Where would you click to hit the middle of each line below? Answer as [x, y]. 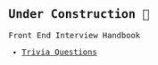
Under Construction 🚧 [79, 14]
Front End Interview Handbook [75, 35]
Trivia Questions [59, 52]
